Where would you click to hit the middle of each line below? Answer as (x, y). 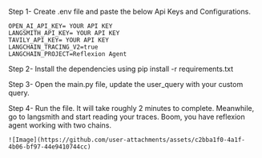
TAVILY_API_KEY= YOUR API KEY (59, 40)
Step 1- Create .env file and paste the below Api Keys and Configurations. (129, 12)
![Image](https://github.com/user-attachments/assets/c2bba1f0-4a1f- (127, 140)
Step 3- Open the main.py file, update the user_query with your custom (126, 84)
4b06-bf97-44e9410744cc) (50, 147)
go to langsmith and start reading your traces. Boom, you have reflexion (127, 117)
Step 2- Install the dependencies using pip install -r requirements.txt (121, 69)
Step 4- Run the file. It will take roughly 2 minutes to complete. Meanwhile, (131, 108)
